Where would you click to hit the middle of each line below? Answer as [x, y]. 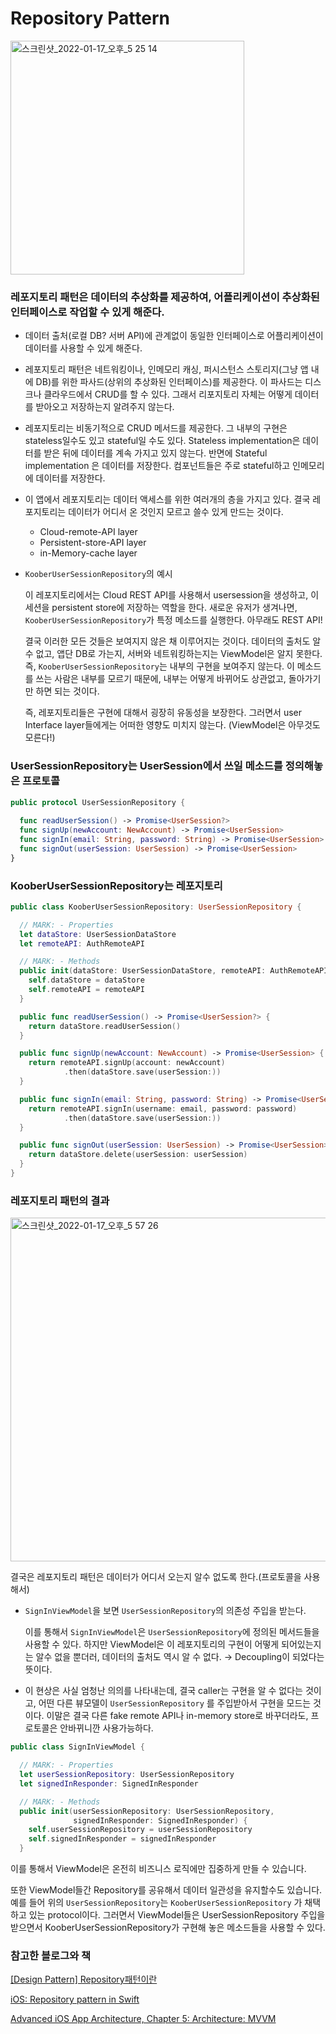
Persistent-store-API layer [93, 543]
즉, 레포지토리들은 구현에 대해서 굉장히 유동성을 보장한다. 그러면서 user [163, 713]
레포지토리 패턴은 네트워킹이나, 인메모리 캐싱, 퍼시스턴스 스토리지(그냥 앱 [166, 369]
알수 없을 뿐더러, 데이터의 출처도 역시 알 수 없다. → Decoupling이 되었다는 [180, 1657]
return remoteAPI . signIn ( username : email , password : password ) [163, 1108]
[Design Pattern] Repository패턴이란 [84, 1979]
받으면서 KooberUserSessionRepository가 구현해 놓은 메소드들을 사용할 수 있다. [168, 1927]
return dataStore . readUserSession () [105, 1026]
